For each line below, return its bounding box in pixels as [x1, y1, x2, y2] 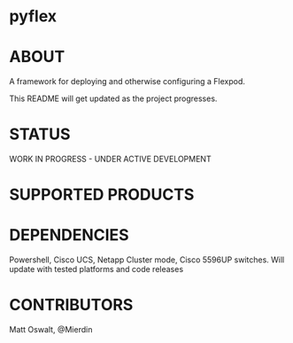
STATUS [9, 124, 71, 144]
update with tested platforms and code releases [9, 264, 184, 275]
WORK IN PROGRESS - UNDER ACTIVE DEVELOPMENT [9, 153, 212, 165]
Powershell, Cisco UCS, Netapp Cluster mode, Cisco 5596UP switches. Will [9, 254, 285, 265]
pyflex [9, 6, 58, 27]
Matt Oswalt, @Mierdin [9, 324, 93, 335]
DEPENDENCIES [9, 225, 130, 246]
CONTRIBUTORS [9, 295, 134, 316]
